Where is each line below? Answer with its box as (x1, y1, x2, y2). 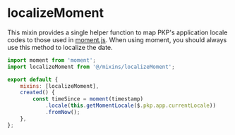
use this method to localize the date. (7, 43, 113, 51)
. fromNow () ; (44, 109, 80, 116)
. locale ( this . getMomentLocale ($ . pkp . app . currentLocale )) (44, 102, 217, 110)
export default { (7, 76, 59, 83)
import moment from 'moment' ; (7, 56, 97, 64)
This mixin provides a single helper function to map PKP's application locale (7, 28, 228, 37)
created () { (20, 89, 55, 96)
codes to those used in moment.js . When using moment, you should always (7, 35, 227, 44)
